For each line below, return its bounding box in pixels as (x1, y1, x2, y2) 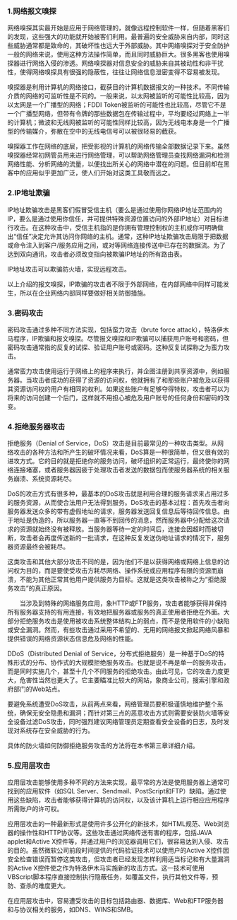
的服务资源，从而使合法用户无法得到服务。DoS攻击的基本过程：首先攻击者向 (7, 499, 230, 507)
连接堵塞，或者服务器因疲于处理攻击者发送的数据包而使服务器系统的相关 (13, 465, 224, 474)
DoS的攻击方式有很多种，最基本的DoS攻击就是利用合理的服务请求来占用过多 (7, 489, 229, 498)
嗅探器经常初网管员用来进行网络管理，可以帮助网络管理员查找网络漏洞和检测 (7, 151, 230, 160)
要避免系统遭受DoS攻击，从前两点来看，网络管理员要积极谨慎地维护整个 (7, 700, 217, 709)
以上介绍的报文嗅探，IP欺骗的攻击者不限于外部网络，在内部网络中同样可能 (7, 279, 224, 288)
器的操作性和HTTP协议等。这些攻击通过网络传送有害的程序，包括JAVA (7, 829, 213, 837)
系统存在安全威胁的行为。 (19, 726, 94, 735)
